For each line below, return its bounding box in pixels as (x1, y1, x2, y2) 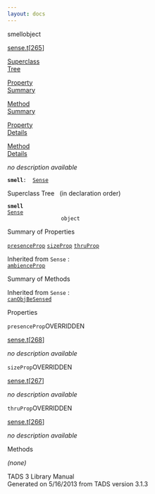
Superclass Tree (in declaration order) (7, 188, 121, 198)
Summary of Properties (7, 227, 75, 236)
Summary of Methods (7, 275, 70, 283)
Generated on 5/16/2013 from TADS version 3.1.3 (7, 479, 149, 488)
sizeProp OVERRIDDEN (7, 363, 73, 371)
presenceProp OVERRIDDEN (7, 322, 85, 330)
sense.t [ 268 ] (7, 335, 45, 344)
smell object (7, 30, 41, 38)
